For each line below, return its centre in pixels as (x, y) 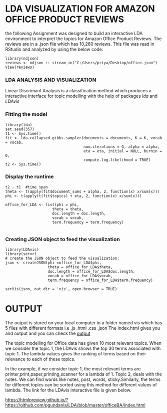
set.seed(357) (20, 129)
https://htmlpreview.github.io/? (37, 400)
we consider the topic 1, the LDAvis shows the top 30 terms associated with (83, 348)
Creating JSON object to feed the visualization (62, 239)
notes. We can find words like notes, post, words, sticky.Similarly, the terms (83, 379)
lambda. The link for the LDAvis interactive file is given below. (68, 390)
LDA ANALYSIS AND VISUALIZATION (51, 80)
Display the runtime (29, 177)
